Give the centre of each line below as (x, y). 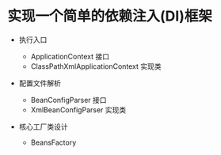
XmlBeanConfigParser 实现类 (78, 110)
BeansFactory (53, 142)
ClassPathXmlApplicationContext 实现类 (96, 66)
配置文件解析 (40, 83)
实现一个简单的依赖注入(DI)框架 (110, 16)
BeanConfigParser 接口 (69, 100)
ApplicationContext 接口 (70, 56)
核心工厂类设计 (43, 127)
